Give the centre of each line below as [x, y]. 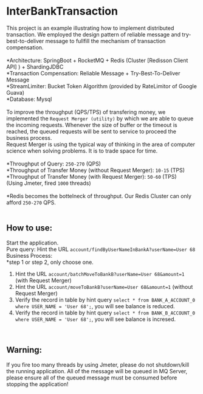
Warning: [24, 350]
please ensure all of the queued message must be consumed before [92, 378]
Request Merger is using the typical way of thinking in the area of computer [101, 144]
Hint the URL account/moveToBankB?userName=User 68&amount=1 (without [104, 286]
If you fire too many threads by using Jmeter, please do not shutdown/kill [98, 365]
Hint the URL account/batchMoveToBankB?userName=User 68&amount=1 [100, 274]
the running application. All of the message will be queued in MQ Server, [97, 371]
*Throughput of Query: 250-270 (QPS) [54, 164]
